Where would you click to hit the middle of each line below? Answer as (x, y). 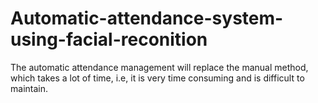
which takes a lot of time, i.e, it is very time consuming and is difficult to (157, 78)
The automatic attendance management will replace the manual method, (159, 67)
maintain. (29, 88)
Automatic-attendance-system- (147, 18)
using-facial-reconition (109, 39)
